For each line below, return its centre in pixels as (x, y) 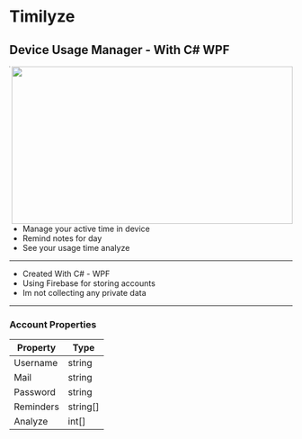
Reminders (37, 407)
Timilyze (42, 17)
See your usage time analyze (76, 248)
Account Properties (53, 324)
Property (36, 348)
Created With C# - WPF (66, 273)
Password (35, 392)
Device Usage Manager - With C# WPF (120, 50)
